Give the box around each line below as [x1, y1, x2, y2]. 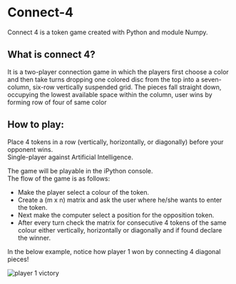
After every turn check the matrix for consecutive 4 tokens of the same [17, 218, 227, 227]
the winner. [17, 233, 51, 242]
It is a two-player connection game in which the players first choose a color [7, 67, 230, 76]
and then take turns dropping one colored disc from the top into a [7, 75, 200, 83]
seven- [200, 75, 222, 83]
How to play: [7, 118, 64, 131]
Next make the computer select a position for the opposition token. [17, 211, 215, 219]
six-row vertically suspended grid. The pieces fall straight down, [32, 83, 222, 91]
